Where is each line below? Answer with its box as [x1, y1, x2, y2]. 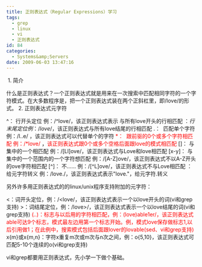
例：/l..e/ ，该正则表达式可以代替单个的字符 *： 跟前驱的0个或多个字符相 [6, 132, 188, 139]
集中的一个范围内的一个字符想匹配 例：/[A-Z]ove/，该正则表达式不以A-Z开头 [6, 155, 196, 162]
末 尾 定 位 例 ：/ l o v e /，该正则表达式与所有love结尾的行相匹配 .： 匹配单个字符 [6, 125, 195, 132]
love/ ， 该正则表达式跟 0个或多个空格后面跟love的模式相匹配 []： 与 [28, 140, 195, 147]
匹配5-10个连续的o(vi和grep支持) [6, 240, 88, 248]
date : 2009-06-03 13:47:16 [6, 59, 74, 65]
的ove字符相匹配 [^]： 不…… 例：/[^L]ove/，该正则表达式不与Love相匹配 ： [6, 162, 193, 169]
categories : [6, 48, 36, 54]
